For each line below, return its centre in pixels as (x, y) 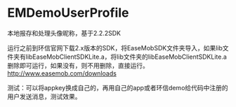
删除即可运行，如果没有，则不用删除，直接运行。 (78, 65)
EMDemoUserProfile (68, 13)
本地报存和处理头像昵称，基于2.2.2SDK (64, 33)
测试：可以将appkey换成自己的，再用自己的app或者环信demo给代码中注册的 (118, 87)
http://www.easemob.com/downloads (62, 73)
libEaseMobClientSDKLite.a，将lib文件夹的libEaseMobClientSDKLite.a (126, 57)
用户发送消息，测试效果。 (44, 97)
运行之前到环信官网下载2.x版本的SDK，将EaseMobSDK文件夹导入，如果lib (115, 48)
